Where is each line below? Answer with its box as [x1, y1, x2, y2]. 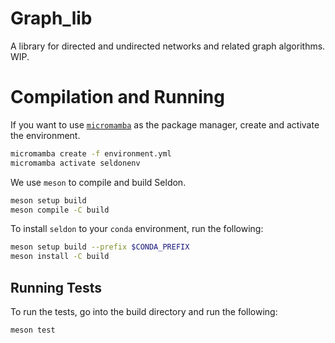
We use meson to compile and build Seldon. [10, 176, 187, 188]
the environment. [10, 129, 81, 141]
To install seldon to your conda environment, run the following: [10, 223, 264, 235]
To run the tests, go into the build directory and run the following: [10, 305, 278, 317]
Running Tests [10, 279, 102, 296]
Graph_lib [10, 7, 93, 30]
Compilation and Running [10, 86, 225, 109]
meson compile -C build [10, 205, 110, 215]
